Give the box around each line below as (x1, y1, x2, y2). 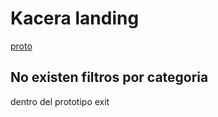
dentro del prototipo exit (10, 95, 110, 107)
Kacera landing (10, 7, 140, 30)
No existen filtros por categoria (10, 69, 209, 86)
